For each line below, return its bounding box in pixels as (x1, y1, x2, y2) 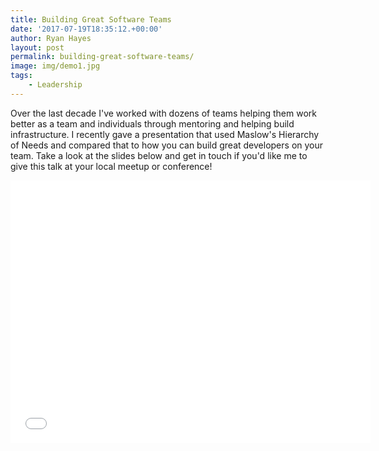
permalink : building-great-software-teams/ (10, 52, 195, 62)
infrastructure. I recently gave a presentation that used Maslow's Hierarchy (10, 128, 320, 140)
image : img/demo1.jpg (10, 61, 101, 71)
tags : (10, 71, 33, 81)
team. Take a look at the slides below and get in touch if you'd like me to (10, 149, 308, 161)
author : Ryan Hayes (10, 33, 92, 43)
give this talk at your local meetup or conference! (10, 160, 213, 172)
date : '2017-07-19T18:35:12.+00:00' (10, 24, 163, 34)
